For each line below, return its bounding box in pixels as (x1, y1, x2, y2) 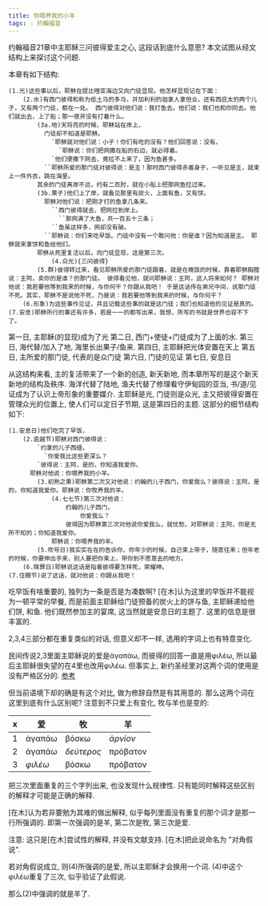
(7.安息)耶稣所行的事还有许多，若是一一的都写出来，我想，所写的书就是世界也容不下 (8, 308, 250, 317)
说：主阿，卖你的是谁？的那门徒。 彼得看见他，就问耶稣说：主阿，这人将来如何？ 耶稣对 (8, 274, 260, 282)
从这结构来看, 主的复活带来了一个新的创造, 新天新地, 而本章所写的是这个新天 (8, 369, 258, 378)
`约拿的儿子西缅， (37, 443, 89, 451)
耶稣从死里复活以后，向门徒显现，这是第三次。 (37, 249, 168, 257)
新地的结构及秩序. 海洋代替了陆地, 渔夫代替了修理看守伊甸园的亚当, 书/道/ (8, 378, 250, 389)
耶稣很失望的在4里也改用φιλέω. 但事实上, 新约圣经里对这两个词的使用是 (22, 661, 259, 670)
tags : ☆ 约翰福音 (8, 19, 62, 27)
